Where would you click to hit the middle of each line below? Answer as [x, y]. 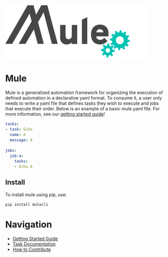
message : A [21, 140]
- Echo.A [23, 166]
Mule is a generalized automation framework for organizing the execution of [84, 92]
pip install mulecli [27, 204]
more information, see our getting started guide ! [55, 114]
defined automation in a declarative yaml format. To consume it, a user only [84, 98]
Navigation [29, 224]
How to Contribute [32, 249]
